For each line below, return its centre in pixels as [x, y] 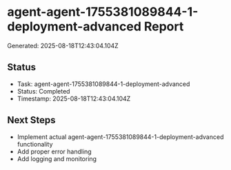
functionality [35, 144]
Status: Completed [43, 91]
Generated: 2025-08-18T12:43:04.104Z [63, 45]
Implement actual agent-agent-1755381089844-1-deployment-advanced [120, 137]
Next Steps [31, 120]
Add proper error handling [54, 151]
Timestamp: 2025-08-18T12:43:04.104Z [74, 98]
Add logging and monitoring [57, 158]
